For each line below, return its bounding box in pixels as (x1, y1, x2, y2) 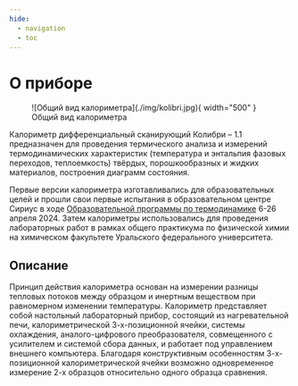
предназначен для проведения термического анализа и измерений (9, 138, 268, 149)
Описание (9, 257, 69, 273)
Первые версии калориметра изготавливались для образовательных (9, 184, 275, 196)
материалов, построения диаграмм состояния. (9, 167, 190, 178)
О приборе (9, 72, 94, 93)
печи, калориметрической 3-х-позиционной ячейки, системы (9, 320, 245, 331)
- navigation (17, 23, 66, 33)
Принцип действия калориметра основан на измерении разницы (9, 281, 259, 292)
